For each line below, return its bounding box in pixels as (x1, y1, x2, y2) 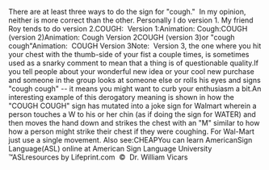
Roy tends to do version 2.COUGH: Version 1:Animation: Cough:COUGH (8, 24, 248, 33)
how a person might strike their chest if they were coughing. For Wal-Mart (8, 126, 254, 136)
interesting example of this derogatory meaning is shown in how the (8, 93, 234, 102)
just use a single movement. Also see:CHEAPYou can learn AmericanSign (8, 135, 253, 144)
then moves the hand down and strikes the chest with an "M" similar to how (8, 118, 260, 127)
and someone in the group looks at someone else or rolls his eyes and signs (8, 76, 261, 85)
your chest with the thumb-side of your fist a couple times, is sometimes (8, 50, 250, 59)
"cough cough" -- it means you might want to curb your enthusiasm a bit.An (8, 84, 262, 93)
